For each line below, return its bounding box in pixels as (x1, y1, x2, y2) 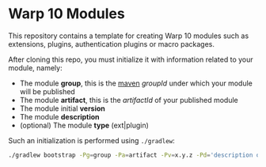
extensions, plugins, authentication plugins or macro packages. (8, 39, 215, 48)
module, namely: (8, 63, 63, 72)
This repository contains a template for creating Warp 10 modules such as (8, 31, 249, 40)
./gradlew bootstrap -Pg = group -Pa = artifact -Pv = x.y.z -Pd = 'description (8, 151, 253, 159)
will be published (19, 86, 75, 96)
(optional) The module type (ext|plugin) (19, 120, 149, 130)
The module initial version (19, 104, 105, 113)
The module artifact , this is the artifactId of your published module (19, 95, 239, 104)
